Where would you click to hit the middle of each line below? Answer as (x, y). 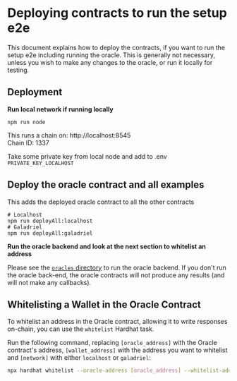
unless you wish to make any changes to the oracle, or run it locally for (110, 62)
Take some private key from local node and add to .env (87, 156)
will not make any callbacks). (49, 282)
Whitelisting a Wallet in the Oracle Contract (104, 304)
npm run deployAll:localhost (50, 221)
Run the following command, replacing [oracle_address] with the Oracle (112, 343)
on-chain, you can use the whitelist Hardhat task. (81, 329)
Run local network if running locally (61, 109)
